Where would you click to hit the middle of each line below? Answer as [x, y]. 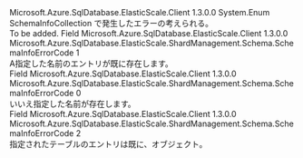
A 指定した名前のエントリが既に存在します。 [92, 64]
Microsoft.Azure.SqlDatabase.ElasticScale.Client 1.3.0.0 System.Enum [140, 12]
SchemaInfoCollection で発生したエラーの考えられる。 [111, 23]
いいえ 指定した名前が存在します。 [73, 104]
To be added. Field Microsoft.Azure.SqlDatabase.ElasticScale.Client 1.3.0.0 [149, 33]
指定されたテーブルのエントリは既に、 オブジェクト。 [108, 144]
